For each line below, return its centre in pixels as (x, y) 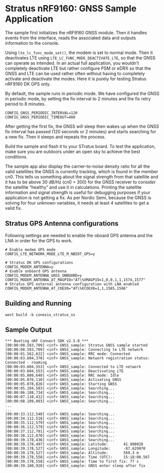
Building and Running (38, 304)
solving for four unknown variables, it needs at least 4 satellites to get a (77, 203)
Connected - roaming (26, 363)
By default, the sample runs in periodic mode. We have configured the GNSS (82, 93)
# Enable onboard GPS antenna (36, 271)
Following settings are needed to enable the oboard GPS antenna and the (79, 235)
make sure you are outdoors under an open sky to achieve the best (73, 151)
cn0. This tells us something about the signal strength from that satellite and (82, 177)
